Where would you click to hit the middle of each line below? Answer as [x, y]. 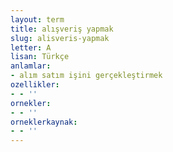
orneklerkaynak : [44, 122]
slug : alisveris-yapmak [60, 38]
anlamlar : [31, 66]
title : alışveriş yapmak [62, 29]
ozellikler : [35, 85]
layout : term [37, 19]
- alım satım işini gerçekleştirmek [86, 76]
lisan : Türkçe [40, 57]
